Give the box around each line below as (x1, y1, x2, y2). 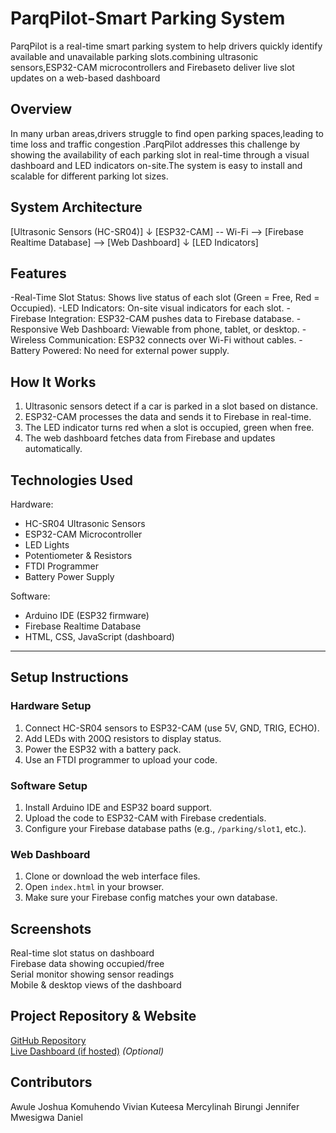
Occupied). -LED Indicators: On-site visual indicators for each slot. (10, 302, 285, 314)
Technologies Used (10, 472, 133, 489)
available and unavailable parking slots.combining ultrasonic (10, 50, 259, 62)
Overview (10, 101, 73, 118)
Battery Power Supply (24, 571, 115, 582)
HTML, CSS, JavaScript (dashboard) (24, 631, 175, 642)
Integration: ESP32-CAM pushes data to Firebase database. (48, 313, 295, 325)
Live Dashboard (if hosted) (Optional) (10, 1045, 165, 1057)
